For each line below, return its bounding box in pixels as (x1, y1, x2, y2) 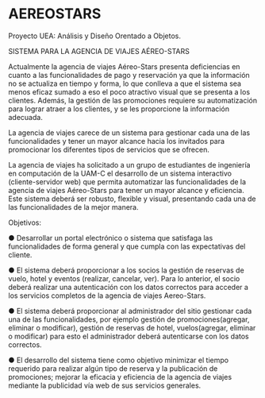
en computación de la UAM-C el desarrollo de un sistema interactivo (8, 168, 232, 178)
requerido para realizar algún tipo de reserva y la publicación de (8, 363, 218, 373)
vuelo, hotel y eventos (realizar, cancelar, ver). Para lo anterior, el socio (8, 273, 240, 283)
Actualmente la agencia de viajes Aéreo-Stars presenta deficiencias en (8, 61, 240, 71)
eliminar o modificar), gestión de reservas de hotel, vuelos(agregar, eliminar (8, 323, 256, 332)
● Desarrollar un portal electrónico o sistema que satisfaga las (8, 233, 213, 242)
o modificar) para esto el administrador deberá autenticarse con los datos (8, 331, 249, 341)
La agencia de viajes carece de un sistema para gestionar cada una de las (8, 128, 251, 137)
